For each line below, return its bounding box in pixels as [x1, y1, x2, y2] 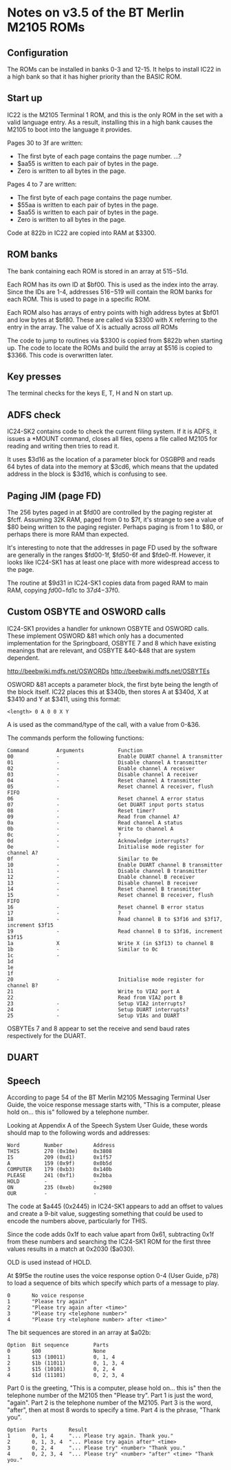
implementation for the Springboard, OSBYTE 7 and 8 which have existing [7, 639, 217, 647]
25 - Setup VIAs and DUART [7, 1012, 180, 1019]
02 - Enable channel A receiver [7, 765, 195, 772]
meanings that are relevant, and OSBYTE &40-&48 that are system [7, 646, 196, 654]
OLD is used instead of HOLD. [7, 1259, 91, 1267]
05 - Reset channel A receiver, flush [7, 783, 214, 790]
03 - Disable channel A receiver [7, 771, 198, 778]
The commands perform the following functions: [7, 734, 144, 742]
